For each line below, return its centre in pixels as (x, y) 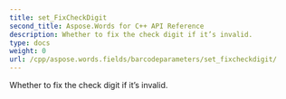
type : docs (30, 43)
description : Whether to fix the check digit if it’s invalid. (131, 34)
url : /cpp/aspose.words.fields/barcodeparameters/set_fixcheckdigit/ (143, 59)
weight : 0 (28, 51)
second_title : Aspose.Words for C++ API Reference (107, 26)
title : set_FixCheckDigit (58, 18)
